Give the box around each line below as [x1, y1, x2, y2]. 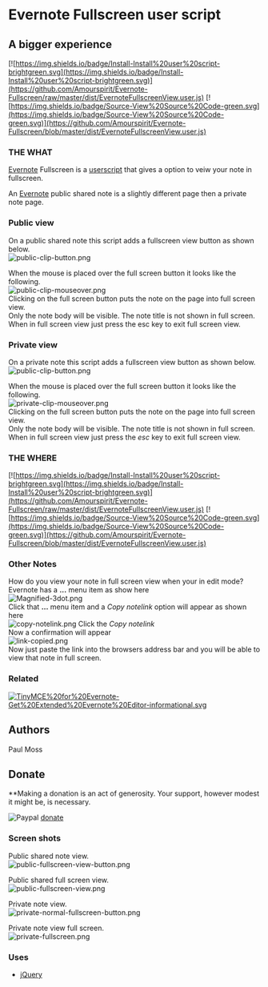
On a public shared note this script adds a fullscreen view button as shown [8, 235, 254, 245]
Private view [8, 339, 58, 350]
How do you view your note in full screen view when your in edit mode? [8, 576, 244, 586]
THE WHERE [8, 452, 58, 463]
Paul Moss [8, 744, 43, 754]
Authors [8, 723, 50, 737]
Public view [8, 218, 54, 229]
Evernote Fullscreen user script [8, 6, 222, 24]
